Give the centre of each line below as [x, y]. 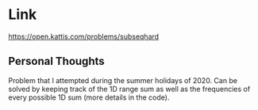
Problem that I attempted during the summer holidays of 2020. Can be [123, 80]
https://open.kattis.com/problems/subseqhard [84, 36]
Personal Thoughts [56, 61]
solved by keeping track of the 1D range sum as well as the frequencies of [129, 89]
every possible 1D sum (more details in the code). [89, 97]
